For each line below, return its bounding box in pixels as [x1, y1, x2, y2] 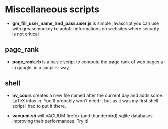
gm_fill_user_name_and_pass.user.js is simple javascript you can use [12, 20, 159, 26]
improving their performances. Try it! [12, 118, 89, 124]
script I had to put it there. [12, 103, 66, 109]
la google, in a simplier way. [12, 64, 70, 70]
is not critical [12, 31, 39, 37]
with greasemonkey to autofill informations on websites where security [12, 25, 159, 31]
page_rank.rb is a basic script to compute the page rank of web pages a [12, 59, 163, 65]
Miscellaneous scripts [5, 4, 99, 15]
